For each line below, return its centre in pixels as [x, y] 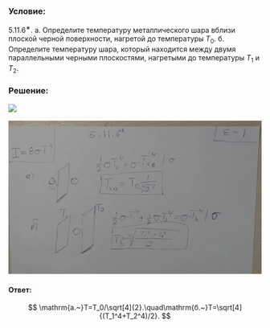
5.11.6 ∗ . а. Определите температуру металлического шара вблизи [122, 29]
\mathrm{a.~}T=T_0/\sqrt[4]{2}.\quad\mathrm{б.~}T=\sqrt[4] [141, 308]
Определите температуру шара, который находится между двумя [122, 49]
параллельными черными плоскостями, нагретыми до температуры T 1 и [134, 58]
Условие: [27, 11]
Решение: [29, 91]
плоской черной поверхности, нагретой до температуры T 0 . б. [117, 39]
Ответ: [20, 289]
